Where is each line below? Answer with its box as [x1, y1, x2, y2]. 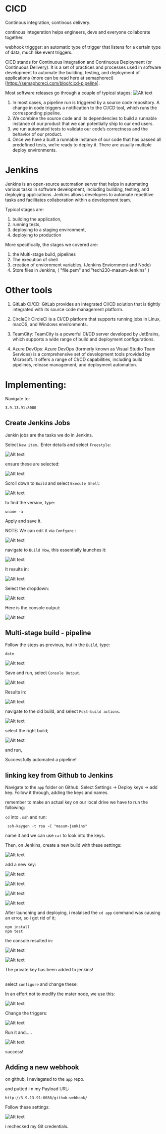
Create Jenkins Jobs [5, 419, 70, 427]
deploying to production [12, 232, 61, 238]
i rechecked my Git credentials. [5, 1124, 69, 1130]
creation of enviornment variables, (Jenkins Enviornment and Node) [12, 262, 151, 268]
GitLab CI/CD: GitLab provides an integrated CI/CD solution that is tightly [12, 301, 161, 307]
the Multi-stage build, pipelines [12, 251, 76, 257]
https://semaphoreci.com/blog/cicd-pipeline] [6, 80, 99, 86]
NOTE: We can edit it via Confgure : [5, 527, 76, 533]
